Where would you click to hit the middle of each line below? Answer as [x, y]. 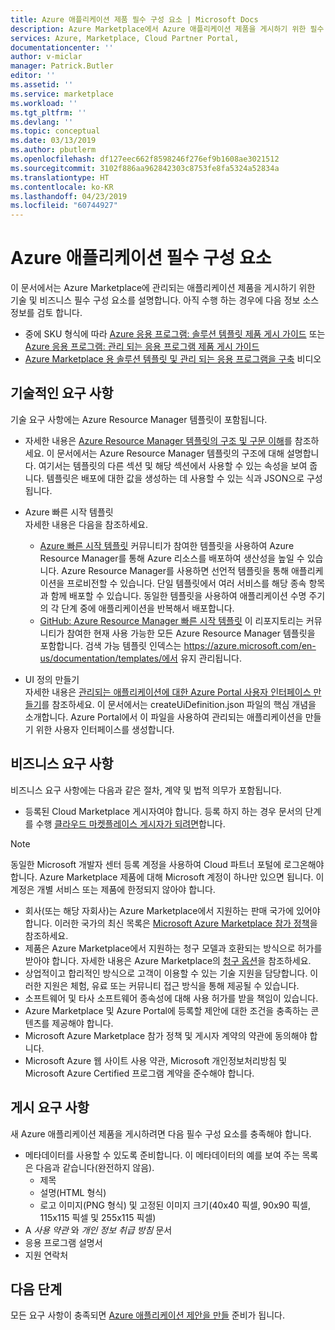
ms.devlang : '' [42, 122]
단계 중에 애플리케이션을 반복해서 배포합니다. [148, 608]
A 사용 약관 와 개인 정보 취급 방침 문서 [98, 1230]
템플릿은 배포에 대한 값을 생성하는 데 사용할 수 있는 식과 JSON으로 [175, 478]
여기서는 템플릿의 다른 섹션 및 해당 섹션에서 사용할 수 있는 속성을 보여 [173, 465]
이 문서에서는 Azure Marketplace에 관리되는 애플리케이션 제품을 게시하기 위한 [163, 288]
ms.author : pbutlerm [53, 150]
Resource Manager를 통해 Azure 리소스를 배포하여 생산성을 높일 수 [172, 558]
